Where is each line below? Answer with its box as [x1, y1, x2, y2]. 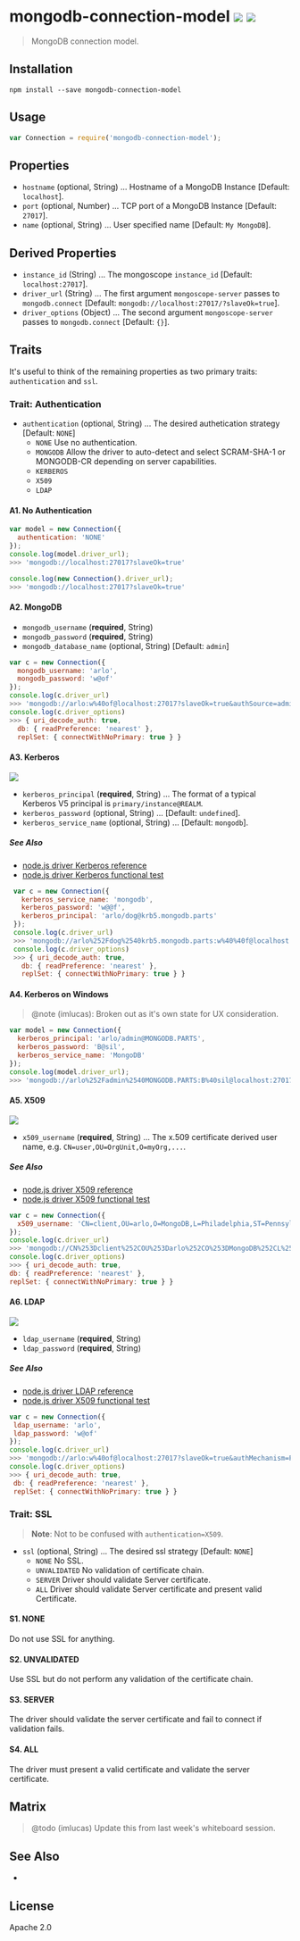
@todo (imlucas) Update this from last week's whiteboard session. [30, 1823, 276, 1834]
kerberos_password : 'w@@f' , [21, 904, 126, 912]
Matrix [9, 1799, 46, 1814]
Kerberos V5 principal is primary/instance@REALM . [21, 797, 204, 809]
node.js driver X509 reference [21, 1184, 134, 1195]
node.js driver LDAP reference [21, 1386, 134, 1396]
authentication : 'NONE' [17, 533, 105, 542]
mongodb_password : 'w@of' [17, 674, 114, 684]
